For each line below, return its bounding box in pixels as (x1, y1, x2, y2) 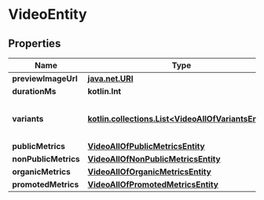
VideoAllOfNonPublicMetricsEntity (87, 154, 222, 164)
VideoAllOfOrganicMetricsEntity (87, 166, 212, 177)
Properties (8, 37, 61, 50)
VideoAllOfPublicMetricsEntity (87, 141, 206, 151)
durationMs (12, 86, 57, 96)
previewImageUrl (12, 73, 79, 84)
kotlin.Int (87, 86, 122, 96)
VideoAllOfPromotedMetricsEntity (87, 179, 218, 190)
